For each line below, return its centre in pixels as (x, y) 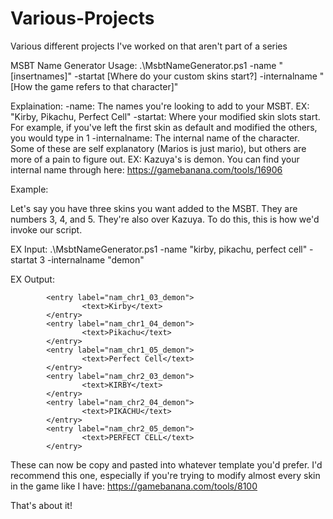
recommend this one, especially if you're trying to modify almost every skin (165, 475)
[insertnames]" (41, 76)
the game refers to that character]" (106, 86)
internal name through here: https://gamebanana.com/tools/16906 (146, 169)
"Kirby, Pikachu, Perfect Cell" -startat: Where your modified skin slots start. (165, 116)
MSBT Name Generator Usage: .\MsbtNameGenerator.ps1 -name (143, 65)
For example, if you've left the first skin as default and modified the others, (164, 127)
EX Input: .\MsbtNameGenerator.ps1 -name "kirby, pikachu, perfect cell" (159, 249)
